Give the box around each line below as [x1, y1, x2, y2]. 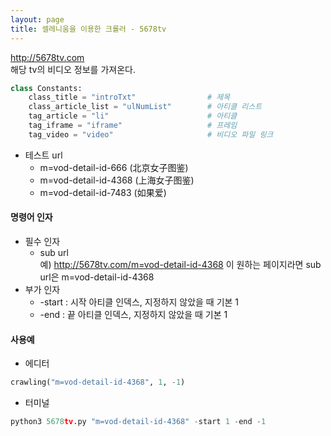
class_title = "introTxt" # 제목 [28, 92, 231, 103]
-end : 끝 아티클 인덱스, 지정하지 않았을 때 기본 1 [39, 308, 228, 320]
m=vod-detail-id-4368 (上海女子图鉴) [39, 174, 195, 186]
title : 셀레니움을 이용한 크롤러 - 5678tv [10, 24, 167, 34]
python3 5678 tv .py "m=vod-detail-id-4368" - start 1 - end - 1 [10, 417, 267, 427]
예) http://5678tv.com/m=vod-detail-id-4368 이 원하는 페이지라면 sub [39, 258, 322, 270]
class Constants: [10, 83, 83, 93]
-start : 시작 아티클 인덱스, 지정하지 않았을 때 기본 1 [39, 296, 240, 308]
